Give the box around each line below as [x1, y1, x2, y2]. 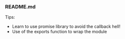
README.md [5, 3, 36, 10]
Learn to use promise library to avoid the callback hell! [12, 24, 121, 29]
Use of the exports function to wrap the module [12, 29, 108, 35]
